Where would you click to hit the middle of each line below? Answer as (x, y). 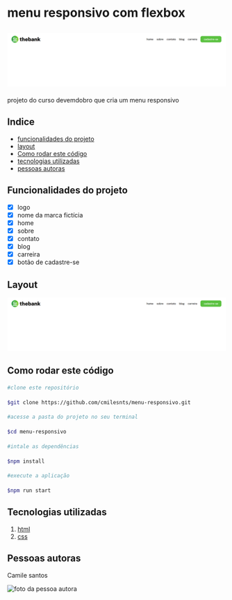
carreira (28, 254)
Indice (21, 122)
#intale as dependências (43, 446)
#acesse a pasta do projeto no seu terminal (73, 417)
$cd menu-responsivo (37, 432)
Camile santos (27, 575)
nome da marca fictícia (50, 215)
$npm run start (29, 491)
